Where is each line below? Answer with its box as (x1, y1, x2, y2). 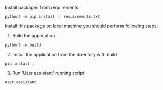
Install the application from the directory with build (12, 52, 117, 57)
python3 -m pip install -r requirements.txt (5, 14, 100, 19)
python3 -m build (5, 42, 42, 48)
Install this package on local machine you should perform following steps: (5, 23, 158, 29)
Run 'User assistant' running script (12, 70, 85, 76)
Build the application (12, 33, 55, 38)
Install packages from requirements (5, 5, 79, 10)
